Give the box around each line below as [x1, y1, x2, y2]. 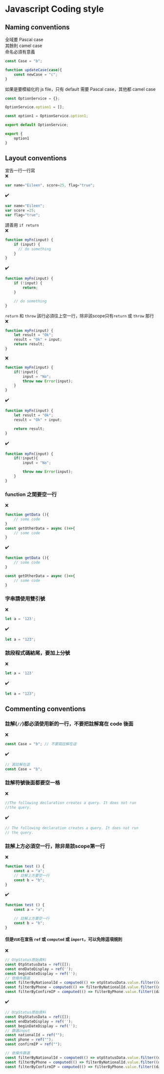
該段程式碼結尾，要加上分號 [5, 649, 70, 656]
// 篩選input [5, 1028, 30, 1033]
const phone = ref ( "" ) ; [5, 1037, 54, 1042]
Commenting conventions [5, 705, 86, 713]
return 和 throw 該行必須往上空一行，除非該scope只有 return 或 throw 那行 [5, 313, 154, 318]
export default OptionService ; [5, 123, 69, 128]
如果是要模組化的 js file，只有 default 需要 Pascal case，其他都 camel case [5, 86, 156, 92]
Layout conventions [5, 154, 67, 162]
